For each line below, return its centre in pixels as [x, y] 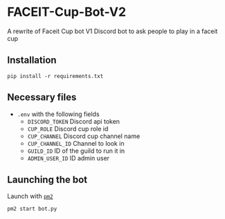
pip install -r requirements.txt [55, 76]
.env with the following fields [58, 114]
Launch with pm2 [30, 196]
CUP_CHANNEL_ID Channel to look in [76, 143]
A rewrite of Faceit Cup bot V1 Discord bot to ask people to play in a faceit [112, 31]
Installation [32, 60]
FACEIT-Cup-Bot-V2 [67, 12]
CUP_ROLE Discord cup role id [68, 128]
